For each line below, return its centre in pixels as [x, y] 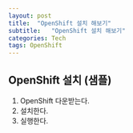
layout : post [30, 16]
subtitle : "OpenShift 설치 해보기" [67, 30]
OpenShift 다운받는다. [54, 100]
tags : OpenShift [35, 46]
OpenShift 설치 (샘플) [60, 80]
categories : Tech [37, 38]
